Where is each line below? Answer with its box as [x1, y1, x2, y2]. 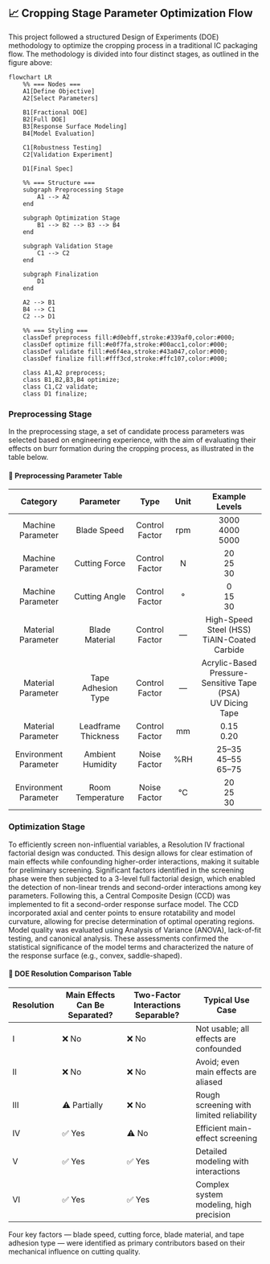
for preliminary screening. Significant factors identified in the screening [8, 865, 244, 875]
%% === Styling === [22, 326, 88, 334]
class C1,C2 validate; [22, 383, 99, 391]
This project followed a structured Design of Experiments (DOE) [8, 31, 219, 42]
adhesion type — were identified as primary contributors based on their [8, 1237, 245, 1248]
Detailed [195, 1145, 227, 1156]
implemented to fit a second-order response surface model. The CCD [8, 899, 239, 909]
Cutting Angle [73, 591, 126, 602]
